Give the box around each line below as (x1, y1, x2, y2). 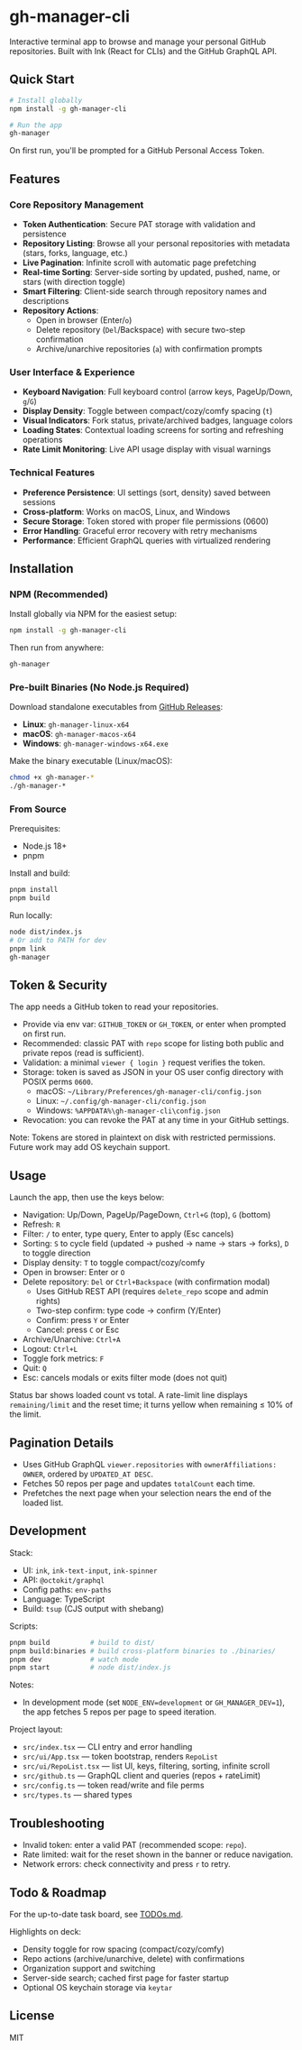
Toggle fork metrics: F (22, 1353, 105, 1364)
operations (22, 435, 63, 446)
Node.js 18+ (22, 841, 68, 851)
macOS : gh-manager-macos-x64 (22, 729, 137, 740)
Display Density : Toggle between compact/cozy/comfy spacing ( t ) (22, 406, 273, 417)
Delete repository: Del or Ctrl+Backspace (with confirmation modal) (22, 1276, 270, 1287)
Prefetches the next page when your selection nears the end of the (22, 1488, 272, 1498)
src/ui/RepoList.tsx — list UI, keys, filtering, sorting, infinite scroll (22, 1760, 270, 1771)
